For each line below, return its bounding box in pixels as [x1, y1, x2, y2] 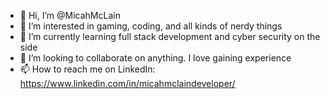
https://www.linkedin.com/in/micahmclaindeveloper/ [19, 78, 236, 89]
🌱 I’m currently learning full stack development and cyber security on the [19, 31, 321, 42]
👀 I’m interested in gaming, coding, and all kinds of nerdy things [19, 20, 283, 32]
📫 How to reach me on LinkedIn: [19, 63, 156, 75]
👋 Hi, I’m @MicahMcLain [19, 10, 121, 21]
